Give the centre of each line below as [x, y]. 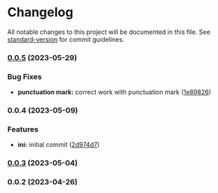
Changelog [40, 12]
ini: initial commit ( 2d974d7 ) [59, 145]
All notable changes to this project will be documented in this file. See [109, 32]
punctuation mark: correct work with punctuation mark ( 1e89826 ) [114, 92]
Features [23, 129]
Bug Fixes [25, 76]
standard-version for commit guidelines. [66, 39]
